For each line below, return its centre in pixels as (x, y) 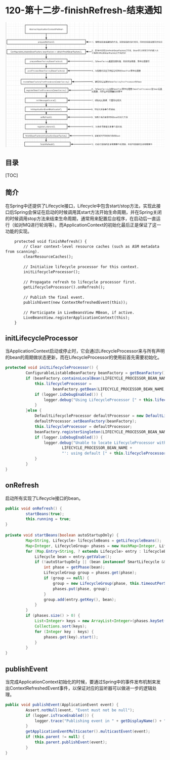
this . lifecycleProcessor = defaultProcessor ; (83, 426)
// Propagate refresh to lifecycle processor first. (80, 282)
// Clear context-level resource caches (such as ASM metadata (91, 246)
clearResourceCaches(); (48, 257)
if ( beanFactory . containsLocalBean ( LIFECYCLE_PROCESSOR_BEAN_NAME (97, 378)
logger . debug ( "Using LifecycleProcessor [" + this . (99, 400)
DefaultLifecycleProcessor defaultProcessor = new (89, 416)
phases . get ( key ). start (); (71, 637)
